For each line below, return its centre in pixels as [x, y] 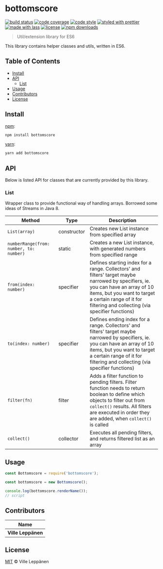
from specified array [113, 235]
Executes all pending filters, [121, 433]
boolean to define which [117, 394]
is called [99, 425]
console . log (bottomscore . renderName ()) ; [47, 491]
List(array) [21, 232]
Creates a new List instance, [122, 243]
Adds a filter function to [116, 376]
